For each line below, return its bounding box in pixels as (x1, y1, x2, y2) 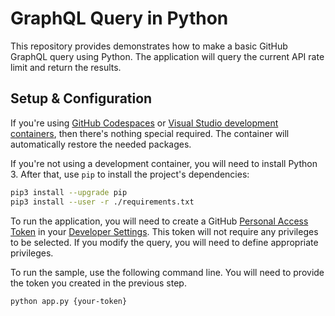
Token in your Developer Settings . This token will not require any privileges (10, 225, 319, 237)
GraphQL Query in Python (10, 7, 229, 30)
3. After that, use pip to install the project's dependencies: (10, 168, 250, 180)
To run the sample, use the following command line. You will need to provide (10, 266, 325, 278)
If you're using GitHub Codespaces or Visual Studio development (10, 117, 279, 129)
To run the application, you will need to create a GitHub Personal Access (10, 215, 309, 227)
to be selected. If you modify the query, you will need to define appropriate (10, 236, 319, 248)
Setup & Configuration (10, 90, 153, 107)
